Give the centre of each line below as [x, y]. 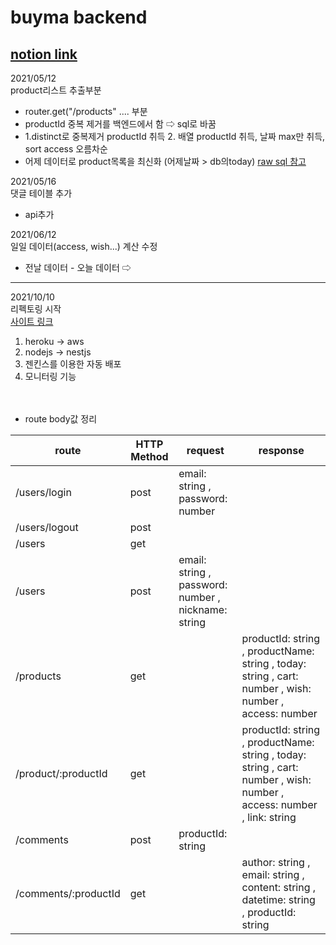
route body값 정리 [61, 419]
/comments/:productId [68, 893]
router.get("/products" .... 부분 [86, 111]
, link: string [269, 817]
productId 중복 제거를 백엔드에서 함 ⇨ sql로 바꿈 [120, 124]
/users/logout [47, 527]
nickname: [203, 609]
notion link [44, 54]
